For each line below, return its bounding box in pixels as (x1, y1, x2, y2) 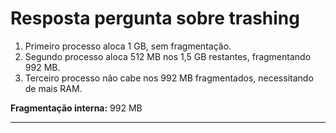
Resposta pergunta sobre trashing (10, 7, 300, 30)
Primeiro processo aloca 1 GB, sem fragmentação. (24, 40, 232, 52)
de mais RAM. (24, 82, 83, 94)
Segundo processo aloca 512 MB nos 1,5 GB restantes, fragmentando (24, 50, 312, 62)
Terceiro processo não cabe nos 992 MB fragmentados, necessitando (24, 72, 314, 84)
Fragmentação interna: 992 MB (10, 102, 143, 114)
